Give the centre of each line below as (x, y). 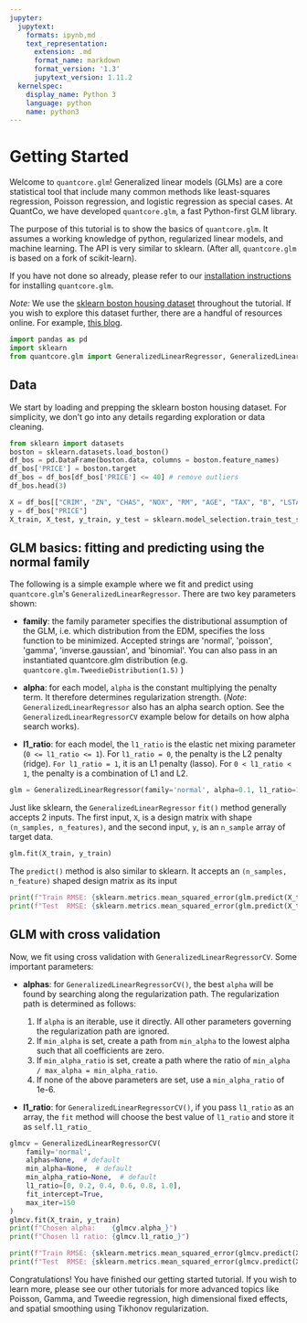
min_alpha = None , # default (79, 1169)
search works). (51, 726)
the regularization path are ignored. (103, 1031)
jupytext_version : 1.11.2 (83, 78)
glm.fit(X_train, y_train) (61, 854)
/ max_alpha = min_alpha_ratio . (97, 1070)
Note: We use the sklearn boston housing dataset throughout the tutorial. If (150, 304)
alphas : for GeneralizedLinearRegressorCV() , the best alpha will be (148, 984)
